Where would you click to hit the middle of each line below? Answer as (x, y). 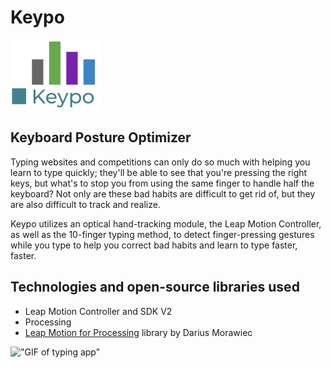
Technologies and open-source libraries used (155, 287)
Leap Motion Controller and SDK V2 (98, 311)
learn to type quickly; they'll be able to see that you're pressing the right (159, 172)
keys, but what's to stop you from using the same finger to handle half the (162, 183)
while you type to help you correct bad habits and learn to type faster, (154, 245)
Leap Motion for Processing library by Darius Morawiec (138, 332)
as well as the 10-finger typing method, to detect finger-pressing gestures (162, 234)
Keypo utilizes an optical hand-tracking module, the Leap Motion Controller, (166, 223)
